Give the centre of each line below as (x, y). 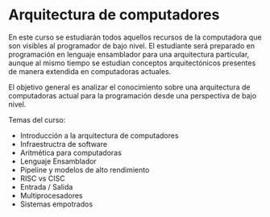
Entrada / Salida (46, 186)
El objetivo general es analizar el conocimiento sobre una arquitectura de (129, 87)
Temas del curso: (37, 119)
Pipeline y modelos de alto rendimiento (85, 169)
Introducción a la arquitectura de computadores (99, 136)
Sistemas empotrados (56, 204)
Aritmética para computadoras (71, 152)
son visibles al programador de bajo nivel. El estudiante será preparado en (132, 45)
